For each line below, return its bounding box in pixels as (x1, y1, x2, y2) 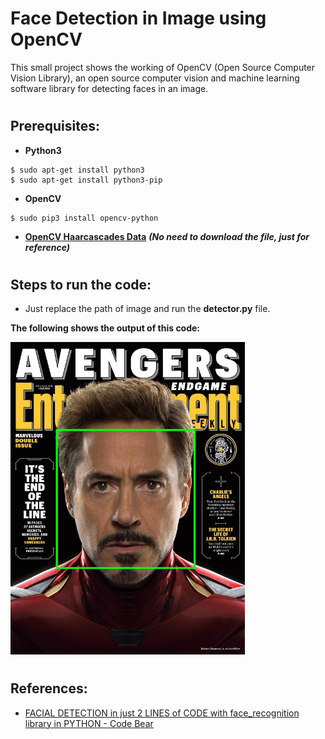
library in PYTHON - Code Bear (24, 717, 154, 729)
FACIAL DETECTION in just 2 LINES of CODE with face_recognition (24, 707, 300, 719)
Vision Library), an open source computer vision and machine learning (10, 72, 300, 84)
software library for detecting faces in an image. (10, 82, 209, 94)
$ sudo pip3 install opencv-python (10, 213, 159, 223)
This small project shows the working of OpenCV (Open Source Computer (10, 61, 316, 73)
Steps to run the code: (10, 276, 152, 293)
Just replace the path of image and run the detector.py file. (24, 303, 271, 315)
